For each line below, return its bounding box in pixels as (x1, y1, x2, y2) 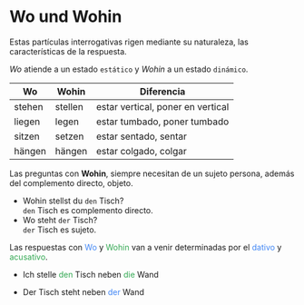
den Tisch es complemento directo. (22, 204, 154, 215)
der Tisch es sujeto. (22, 224, 97, 235)
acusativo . (9, 251, 48, 262)
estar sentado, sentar (96, 130, 188, 143)
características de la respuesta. (9, 45, 127, 56)
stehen (14, 100, 44, 113)
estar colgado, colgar (96, 144, 188, 157)
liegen (14, 115, 41, 128)
